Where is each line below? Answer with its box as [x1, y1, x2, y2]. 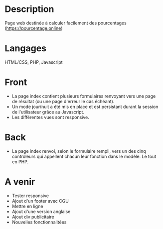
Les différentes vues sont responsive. [11, 114, 89, 120]
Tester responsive [11, 193, 49, 199]
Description [4, 3, 54, 15]
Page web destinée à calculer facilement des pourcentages [4, 20, 127, 26]
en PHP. [11, 158, 29, 165]
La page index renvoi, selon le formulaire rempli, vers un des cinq [11, 148, 146, 154]
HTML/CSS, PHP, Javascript [4, 59, 63, 65]
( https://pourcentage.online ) [4, 25, 63, 31]
